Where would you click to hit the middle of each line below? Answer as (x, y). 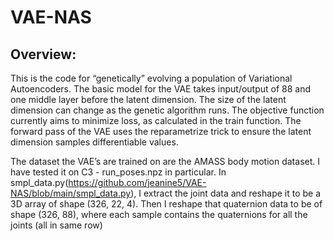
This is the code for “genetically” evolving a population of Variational (151, 78)
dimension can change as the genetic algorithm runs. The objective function (167, 110)
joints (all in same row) (56, 225)
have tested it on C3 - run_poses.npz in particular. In (118, 172)
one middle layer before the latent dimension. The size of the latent (148, 99)
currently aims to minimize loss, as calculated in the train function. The (156, 120)
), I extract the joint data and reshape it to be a (226, 193)
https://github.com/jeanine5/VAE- (137, 182)
